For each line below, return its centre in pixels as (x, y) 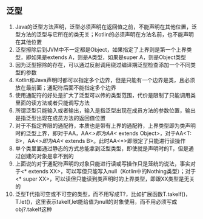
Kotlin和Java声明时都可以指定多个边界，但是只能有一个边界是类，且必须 (105, 80)
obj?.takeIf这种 (34, 209)
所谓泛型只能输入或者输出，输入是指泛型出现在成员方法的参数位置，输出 (105, 110)
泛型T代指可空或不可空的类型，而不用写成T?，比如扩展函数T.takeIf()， (103, 194)
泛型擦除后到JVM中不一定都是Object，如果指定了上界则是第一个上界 (101, 49)
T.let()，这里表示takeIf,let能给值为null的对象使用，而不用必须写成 (96, 201)
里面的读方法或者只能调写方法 (52, 103)
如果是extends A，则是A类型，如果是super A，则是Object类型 (109, 57)
